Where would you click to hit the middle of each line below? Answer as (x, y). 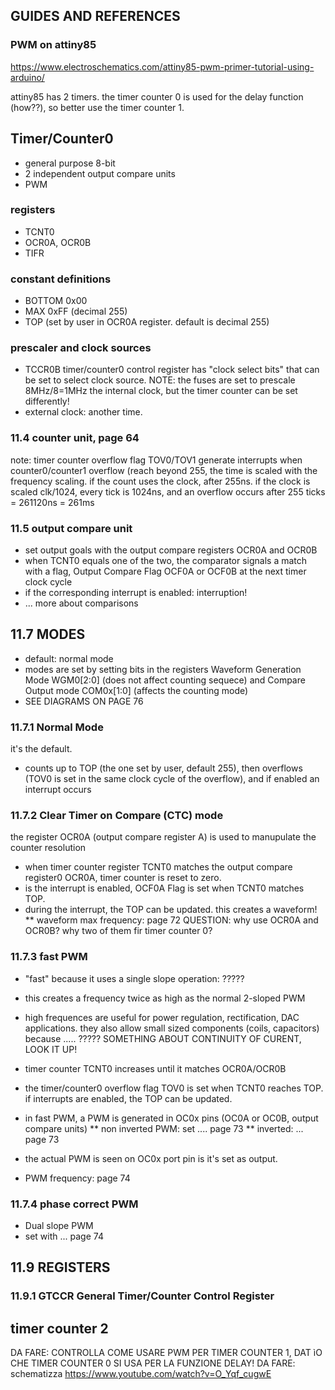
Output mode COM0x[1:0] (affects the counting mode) (136, 690)
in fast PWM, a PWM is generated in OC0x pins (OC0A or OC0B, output (171, 1118)
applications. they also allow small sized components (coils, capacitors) (172, 1028)
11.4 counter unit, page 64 (75, 438)
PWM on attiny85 (53, 45)
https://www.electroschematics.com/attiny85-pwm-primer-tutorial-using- (162, 66)
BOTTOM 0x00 (56, 301)
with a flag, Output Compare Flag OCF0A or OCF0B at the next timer (165, 571)
